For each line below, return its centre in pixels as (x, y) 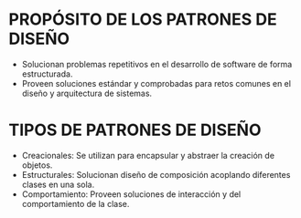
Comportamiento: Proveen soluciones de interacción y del (131, 194)
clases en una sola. (58, 184)
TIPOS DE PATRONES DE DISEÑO (135, 130)
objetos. (37, 165)
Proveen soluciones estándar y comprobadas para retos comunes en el (156, 83)
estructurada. (47, 74)
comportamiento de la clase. (75, 203)
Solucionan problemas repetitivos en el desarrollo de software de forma (157, 64)
